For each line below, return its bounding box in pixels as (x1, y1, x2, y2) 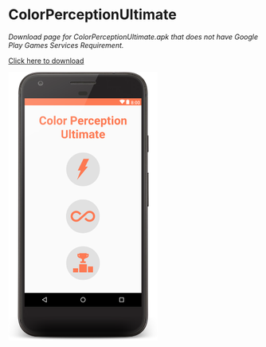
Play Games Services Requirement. (8, 40, 124, 49)
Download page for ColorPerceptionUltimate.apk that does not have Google (8, 32, 259, 41)
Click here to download (8, 56, 84, 65)
